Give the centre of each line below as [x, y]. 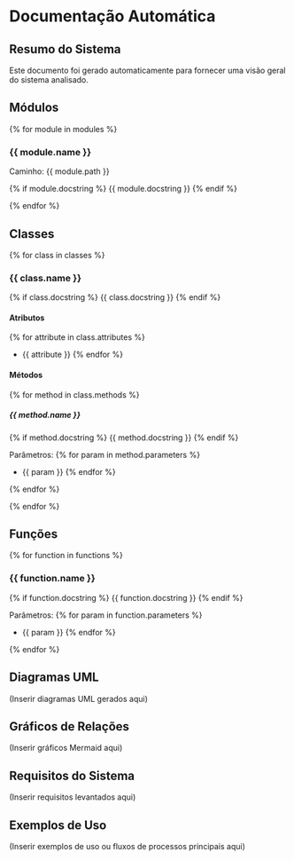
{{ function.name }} [52, 579]
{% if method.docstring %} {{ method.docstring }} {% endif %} [124, 438]
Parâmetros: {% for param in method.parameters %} [105, 454]
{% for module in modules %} [63, 129]
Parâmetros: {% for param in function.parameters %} [106, 615]
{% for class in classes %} [57, 255]
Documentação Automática [112, 16]
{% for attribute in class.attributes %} [77, 337]
